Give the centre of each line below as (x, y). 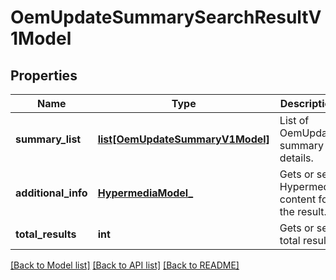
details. (296, 158)
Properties (44, 75)
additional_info (51, 193)
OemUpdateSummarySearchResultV (166, 17)
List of (294, 120)
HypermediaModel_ (145, 193)
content (298, 199)
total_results (46, 234)
